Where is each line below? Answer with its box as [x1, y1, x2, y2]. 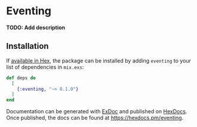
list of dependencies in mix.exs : [6, 63, 84, 70]
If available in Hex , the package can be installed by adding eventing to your [6, 57, 191, 64]
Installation [6, 41, 49, 51]
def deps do [6, 75, 36, 81]
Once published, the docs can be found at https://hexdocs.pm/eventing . [6, 114, 184, 122]
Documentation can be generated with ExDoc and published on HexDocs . [6, 108, 187, 115]
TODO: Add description [6, 24, 66, 31]
